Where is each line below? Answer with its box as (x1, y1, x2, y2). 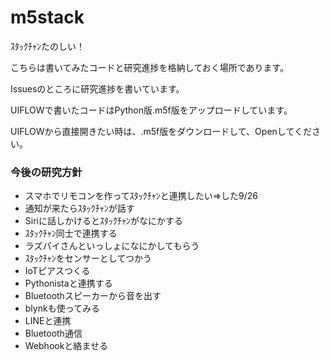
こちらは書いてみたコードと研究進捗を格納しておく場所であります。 (10, 61, 290, 73)
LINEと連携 (24, 315, 72, 327)
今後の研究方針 (10, 165, 83, 179)
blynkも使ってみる (24, 302, 100, 315)
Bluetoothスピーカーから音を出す (24, 290, 162, 302)
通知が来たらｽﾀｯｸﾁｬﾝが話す (24, 202, 135, 215)
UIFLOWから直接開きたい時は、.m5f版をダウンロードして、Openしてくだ (10, 125, 312, 137)
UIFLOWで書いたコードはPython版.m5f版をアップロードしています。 (10, 104, 293, 116)
